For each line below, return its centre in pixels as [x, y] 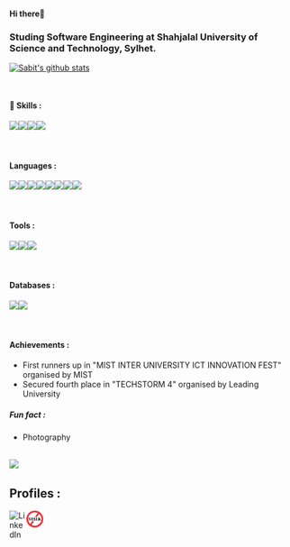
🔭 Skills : [26, 105]
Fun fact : [28, 415]
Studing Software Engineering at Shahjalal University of [134, 37]
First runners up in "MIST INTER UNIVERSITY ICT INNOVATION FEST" [152, 365]
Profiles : [35, 493]
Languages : [33, 165]
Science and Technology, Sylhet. [83, 48]
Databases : [32, 286]
